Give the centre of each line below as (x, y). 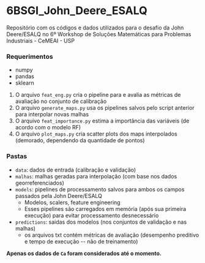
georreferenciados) (39, 183)
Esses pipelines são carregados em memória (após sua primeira (105, 208)
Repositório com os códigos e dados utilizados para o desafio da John (95, 28)
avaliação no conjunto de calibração (61, 101)
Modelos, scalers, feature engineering (72, 202)
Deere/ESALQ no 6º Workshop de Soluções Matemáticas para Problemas (99, 34)
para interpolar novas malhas (52, 115)
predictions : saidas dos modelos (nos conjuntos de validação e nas (101, 222)
